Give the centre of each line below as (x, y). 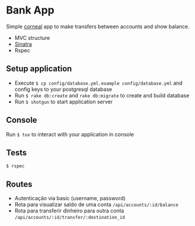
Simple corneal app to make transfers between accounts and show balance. (98, 26)
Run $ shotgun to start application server (64, 102)
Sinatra (23, 44)
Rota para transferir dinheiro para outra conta (69, 211)
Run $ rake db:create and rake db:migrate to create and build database (102, 95)
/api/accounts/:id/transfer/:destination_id (70, 218)
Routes (19, 184)
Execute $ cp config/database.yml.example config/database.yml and (98, 83)
